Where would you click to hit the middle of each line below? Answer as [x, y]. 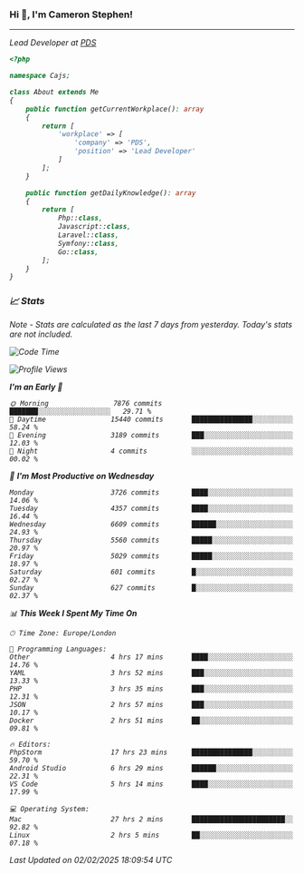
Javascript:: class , [94, 227]
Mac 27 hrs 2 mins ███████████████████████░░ [152, 819]
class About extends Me [54, 93]
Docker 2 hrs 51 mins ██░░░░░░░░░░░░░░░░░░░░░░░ [152, 721]
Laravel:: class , [88, 235]
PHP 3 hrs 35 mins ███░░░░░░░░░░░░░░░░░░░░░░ [152, 689]
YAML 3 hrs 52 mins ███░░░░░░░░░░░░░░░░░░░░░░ [152, 673]
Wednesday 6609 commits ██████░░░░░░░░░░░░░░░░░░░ [152, 524]
